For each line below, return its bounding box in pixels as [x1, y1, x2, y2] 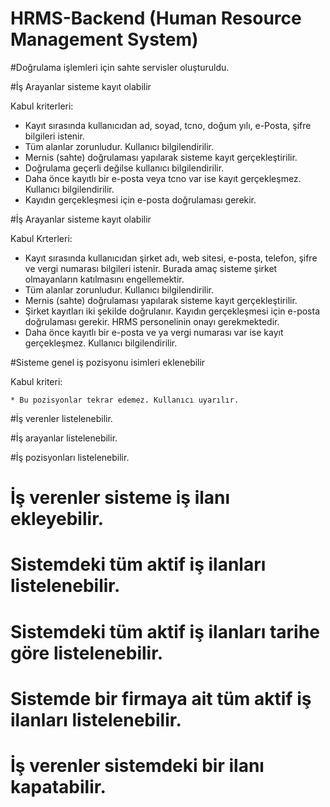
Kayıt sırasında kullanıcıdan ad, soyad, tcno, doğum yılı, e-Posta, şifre [24, 119, 312, 131]
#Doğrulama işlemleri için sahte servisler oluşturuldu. [10, 61, 230, 73]
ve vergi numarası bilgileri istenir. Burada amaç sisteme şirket [24, 262, 278, 274]
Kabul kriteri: [10, 375, 63, 387]
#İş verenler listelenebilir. [10, 412, 113, 424]
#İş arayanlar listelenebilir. [10, 432, 118, 444]
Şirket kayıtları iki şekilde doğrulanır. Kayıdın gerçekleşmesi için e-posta [24, 305, 321, 317]
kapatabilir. [10, 775, 107, 798]
